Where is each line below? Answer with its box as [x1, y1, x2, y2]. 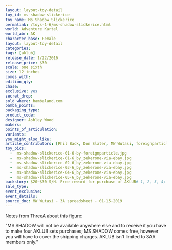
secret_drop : [5, 93, 33, 99]
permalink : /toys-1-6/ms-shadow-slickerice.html [5, 22, 111, 27]
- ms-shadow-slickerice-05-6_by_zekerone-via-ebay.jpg [10, 175, 132, 180]
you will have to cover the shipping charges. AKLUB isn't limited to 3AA [5, 233, 156, 239]
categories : [5, 46, 31, 51]
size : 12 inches [5, 70, 40, 75]
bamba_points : [5, 103, 36, 108]
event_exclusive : [5, 189, 42, 194]
